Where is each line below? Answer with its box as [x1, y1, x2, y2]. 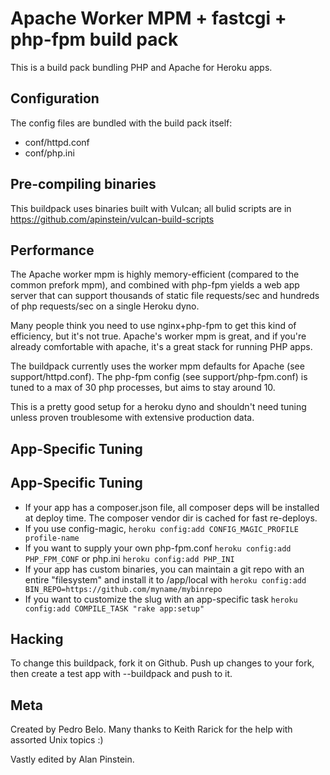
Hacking [10, 630, 64, 647]
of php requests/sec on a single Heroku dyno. [10, 300, 200, 312]
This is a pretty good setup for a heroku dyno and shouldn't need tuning [10, 401, 307, 413]
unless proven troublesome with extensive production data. [10, 412, 255, 424]
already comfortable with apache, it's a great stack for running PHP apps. [10, 341, 313, 353]
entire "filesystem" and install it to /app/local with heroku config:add [24, 573, 307, 586]
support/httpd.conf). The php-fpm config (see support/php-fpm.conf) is [10, 371, 308, 383]
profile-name [24, 533, 80, 543]
